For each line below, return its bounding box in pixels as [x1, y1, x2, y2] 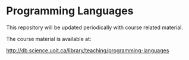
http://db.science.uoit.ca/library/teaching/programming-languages [6, 46, 169, 54]
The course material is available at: [6, 35, 92, 42]
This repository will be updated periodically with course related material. [6, 24, 183, 31]
